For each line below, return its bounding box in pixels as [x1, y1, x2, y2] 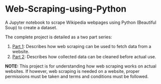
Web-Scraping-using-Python [5, 3, 127, 15]
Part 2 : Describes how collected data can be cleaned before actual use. [12, 53, 156, 59]
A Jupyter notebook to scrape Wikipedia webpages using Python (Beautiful [5, 19, 157, 25]
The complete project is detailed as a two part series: [5, 34, 112, 40]
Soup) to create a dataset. [5, 24, 58, 30]
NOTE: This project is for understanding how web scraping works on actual [5, 63, 157, 69]
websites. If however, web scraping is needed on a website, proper [5, 68, 140, 74]
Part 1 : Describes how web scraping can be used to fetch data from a [12, 43, 151, 49]
